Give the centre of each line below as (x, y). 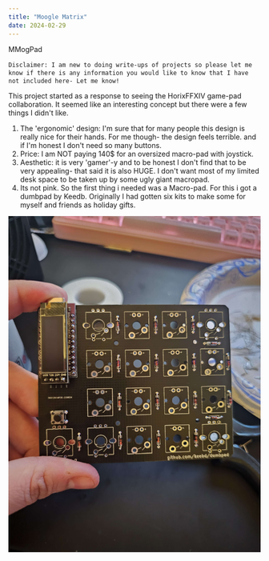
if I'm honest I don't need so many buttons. (90, 145)
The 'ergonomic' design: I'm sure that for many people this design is (132, 128)
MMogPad (25, 49)
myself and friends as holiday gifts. (78, 205)
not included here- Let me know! (64, 81)
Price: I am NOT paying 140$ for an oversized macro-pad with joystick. (137, 154)
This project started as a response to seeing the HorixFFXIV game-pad (125, 95)
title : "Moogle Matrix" (48, 17)
